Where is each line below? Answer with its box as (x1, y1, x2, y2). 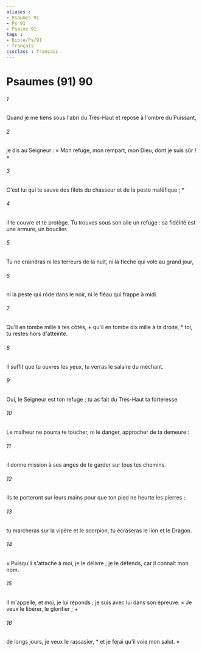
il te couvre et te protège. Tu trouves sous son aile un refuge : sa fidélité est (6, 218, 196, 226)
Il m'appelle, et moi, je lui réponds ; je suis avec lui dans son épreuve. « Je (6, 599, 192, 606)
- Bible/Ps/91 (6, 37, 43, 43)
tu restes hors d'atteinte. (6, 330, 68, 338)
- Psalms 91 (6, 26, 37, 32)
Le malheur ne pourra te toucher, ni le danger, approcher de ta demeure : (6, 428, 190, 436)
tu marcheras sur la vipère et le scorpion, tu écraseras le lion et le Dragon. (6, 527, 192, 534)
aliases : (6, 9, 32, 15)
